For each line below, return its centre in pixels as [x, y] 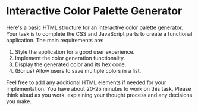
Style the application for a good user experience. [75, 51]
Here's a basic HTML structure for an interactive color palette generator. [95, 27]
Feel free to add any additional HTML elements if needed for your [86, 82]
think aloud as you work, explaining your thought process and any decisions [99, 95]
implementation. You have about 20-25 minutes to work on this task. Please [99, 88]
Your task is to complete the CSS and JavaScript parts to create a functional [99, 33]
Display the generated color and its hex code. [70, 64]
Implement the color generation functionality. [70, 58]
